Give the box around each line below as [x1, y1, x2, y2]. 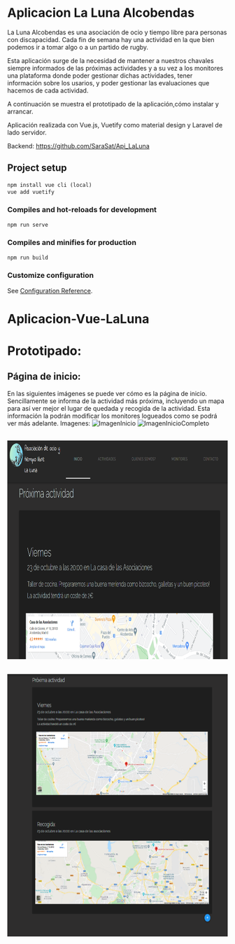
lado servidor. [7, 128, 47, 136]
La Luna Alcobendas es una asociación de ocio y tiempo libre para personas [7, 28, 227, 36]
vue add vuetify [7, 188, 55, 195]
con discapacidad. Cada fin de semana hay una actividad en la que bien [7, 35, 215, 43]
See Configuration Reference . [7, 286, 93, 295]
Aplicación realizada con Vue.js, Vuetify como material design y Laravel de [7, 120, 222, 129]
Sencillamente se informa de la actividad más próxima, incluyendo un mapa [7, 397, 225, 405]
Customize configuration [7, 271, 94, 281]
